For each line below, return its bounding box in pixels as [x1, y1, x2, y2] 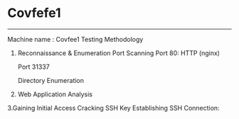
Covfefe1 [7, 5, 62, 21]
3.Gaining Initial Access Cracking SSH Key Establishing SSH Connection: [7, 103, 220, 112]
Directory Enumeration [17, 76, 84, 84]
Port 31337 [17, 62, 50, 71]
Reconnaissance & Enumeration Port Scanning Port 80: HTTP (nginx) [17, 48, 221, 57]
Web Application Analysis [17, 90, 92, 98]
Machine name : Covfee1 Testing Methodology [7, 35, 144, 43]
